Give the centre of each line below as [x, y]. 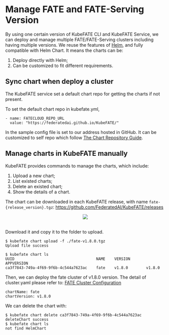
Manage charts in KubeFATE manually [66, 154]
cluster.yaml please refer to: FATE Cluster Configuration [63, 282]
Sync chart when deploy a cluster [59, 81]
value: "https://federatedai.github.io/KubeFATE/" [64, 123]
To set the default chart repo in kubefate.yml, [53, 109]
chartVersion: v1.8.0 [28, 296]
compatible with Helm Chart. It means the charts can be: [64, 50]
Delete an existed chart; [38, 186]
